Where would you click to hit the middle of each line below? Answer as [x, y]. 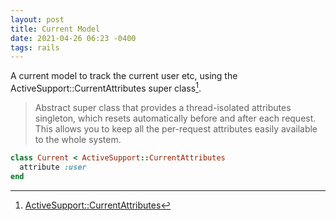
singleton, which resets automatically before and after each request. [175, 118]
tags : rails [35, 47]
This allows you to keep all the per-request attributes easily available [176, 128]
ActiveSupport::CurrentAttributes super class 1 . [106, 87]
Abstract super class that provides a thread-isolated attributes [163, 107]
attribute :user [53, 167]
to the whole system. [78, 139]
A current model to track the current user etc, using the [124, 76]
